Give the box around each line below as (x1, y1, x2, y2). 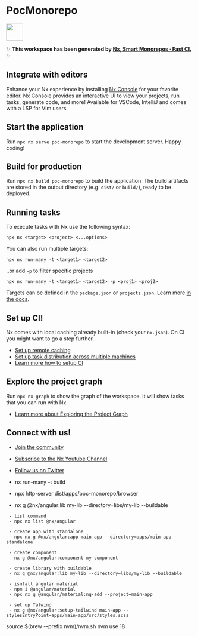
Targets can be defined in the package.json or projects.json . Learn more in (6, 289, 191, 296)
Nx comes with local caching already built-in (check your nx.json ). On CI (6, 329, 185, 336)
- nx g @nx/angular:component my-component (8, 555, 118, 561)
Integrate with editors (6, 70, 88, 80)
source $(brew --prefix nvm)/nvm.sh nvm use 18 (6, 622, 125, 630)
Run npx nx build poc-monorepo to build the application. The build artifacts (6, 177, 189, 185)
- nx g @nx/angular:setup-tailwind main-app (8, 607, 121, 613)
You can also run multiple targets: (6, 245, 89, 253)
